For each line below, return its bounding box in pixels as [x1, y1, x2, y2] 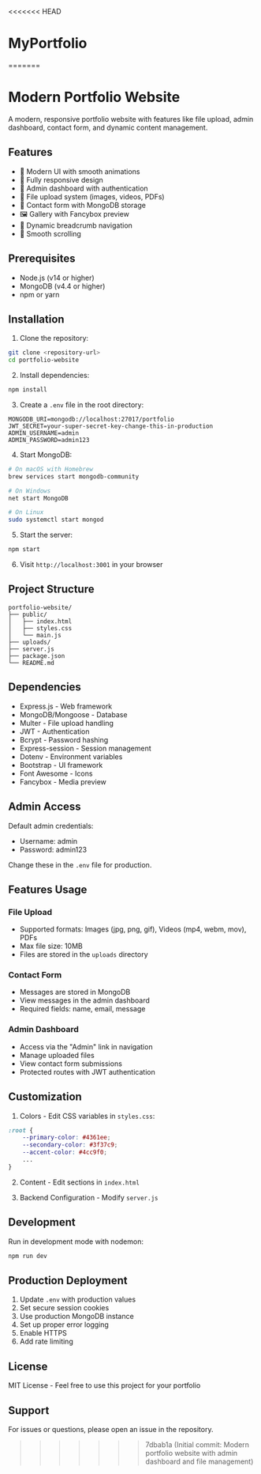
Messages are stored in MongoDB [19, 988, 131, 997]
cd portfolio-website [8, 356, 80, 365]
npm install [8, 386, 47, 394]
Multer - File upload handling [19, 718, 114, 728]
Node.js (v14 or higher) [19, 273, 95, 282]
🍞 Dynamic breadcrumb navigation [19, 221, 132, 230]
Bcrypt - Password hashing [19, 735, 109, 744]
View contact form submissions [19, 1059, 122, 1068]
